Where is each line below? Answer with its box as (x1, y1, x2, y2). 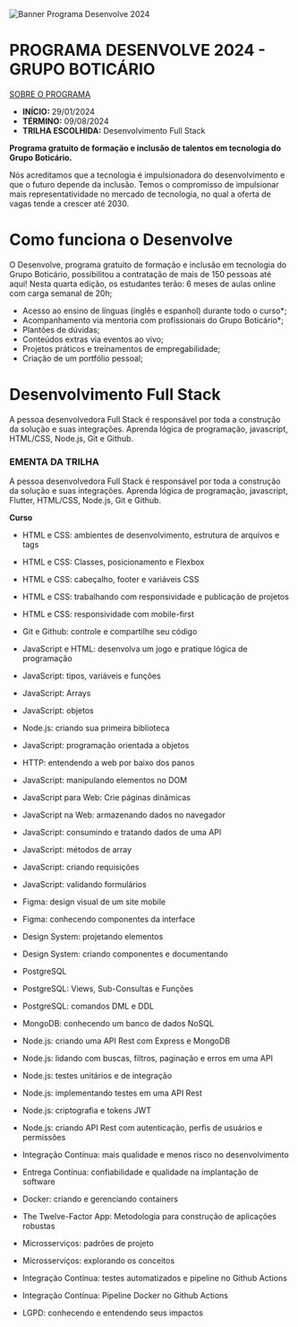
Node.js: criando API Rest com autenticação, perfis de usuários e (21, 1122, 263, 1133)
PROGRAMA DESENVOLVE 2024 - (9, 40, 266, 61)
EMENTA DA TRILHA (9, 455, 100, 467)
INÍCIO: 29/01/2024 (21, 106, 96, 117)
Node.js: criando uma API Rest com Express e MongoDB (21, 1035, 231, 1046)
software (21, 1176, 55, 1187)
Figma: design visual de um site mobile (21, 896, 166, 907)
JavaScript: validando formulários (21, 879, 148, 890)
